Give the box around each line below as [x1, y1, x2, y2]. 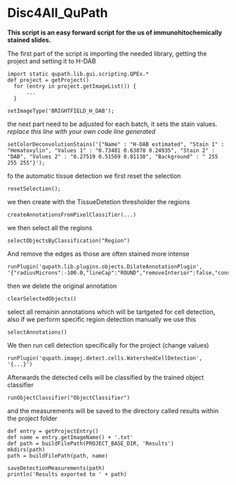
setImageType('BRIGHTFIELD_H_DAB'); [7, 107, 114, 114]
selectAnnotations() [7, 329, 68, 336]
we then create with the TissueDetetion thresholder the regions [7, 197, 190, 206]
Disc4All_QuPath [7, 5, 108, 21]
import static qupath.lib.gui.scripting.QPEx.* [7, 70, 150, 77]
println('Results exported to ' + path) [7, 470, 128, 478]
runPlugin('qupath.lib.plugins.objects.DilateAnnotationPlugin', [7, 263, 202, 270]
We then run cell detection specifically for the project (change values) [7, 341, 209, 349]
